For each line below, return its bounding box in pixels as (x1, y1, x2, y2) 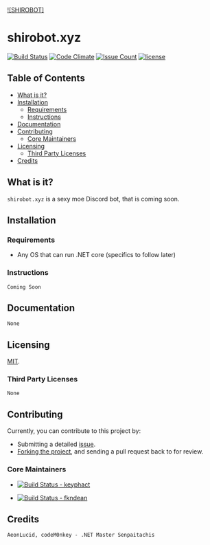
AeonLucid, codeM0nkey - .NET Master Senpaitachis (7, 532, 155, 539)
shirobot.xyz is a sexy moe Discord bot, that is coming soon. (7, 194, 180, 203)
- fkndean (59, 493, 88, 502)
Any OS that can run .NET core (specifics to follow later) (16, 251, 176, 259)
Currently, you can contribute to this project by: (7, 427, 141, 435)
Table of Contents (7, 72, 86, 85)
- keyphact (59, 480, 91, 489)
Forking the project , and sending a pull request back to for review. (16, 447, 204, 456)
